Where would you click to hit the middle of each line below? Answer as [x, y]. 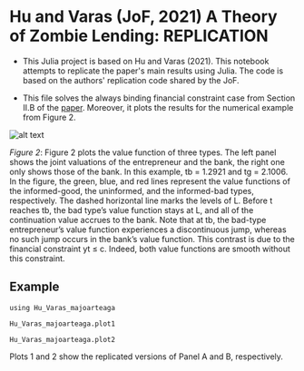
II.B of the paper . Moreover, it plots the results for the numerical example [158, 107]
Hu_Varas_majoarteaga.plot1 [63, 324]
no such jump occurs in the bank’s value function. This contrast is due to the [152, 239]
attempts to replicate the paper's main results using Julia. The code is [153, 71]
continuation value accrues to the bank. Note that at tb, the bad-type [138, 220]
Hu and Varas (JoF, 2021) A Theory [144, 17]
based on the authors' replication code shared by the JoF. [131, 80]
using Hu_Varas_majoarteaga [63, 308]
